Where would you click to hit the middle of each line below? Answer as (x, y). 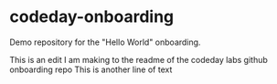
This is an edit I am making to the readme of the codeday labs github (138, 59)
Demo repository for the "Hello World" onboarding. (105, 42)
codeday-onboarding (92, 17)
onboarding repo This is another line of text (91, 69)
